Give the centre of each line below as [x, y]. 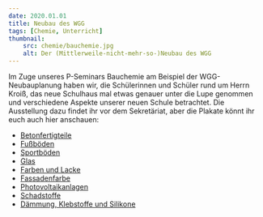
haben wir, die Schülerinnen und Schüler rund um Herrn [157, 85]
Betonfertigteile [46, 135]
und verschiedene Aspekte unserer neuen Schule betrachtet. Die [117, 102]
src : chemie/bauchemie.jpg [68, 46]
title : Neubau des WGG [47, 23]
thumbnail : [27, 38]
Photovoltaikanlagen [54, 187]
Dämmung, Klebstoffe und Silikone [78, 204]
